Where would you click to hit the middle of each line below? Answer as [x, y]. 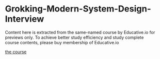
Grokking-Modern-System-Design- [78, 9]
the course [16, 52]
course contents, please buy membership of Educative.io [62, 42]
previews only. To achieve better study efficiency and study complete [74, 37]
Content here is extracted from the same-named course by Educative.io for [80, 32]
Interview [25, 19]
